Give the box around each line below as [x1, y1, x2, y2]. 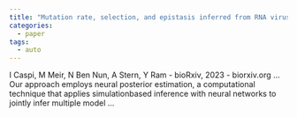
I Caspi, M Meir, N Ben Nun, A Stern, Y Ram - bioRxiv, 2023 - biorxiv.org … [9, 69, 280, 80]
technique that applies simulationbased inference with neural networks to [9, 89, 277, 99]
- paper [17, 29, 46, 38]
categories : [9, 21, 53, 30]
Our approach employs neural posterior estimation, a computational [9, 79, 256, 90]
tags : [9, 37, 29, 47]
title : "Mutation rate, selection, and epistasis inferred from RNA [9, 12, 267, 22]
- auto [17, 46, 42, 55]
